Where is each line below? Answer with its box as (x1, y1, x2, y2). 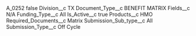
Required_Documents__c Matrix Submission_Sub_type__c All (6, 17, 153, 24)
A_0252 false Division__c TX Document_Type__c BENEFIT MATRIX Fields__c (6, 5, 190, 11)
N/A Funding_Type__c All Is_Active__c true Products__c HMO (6, 11, 153, 18)
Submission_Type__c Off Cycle (6, 24, 81, 30)
